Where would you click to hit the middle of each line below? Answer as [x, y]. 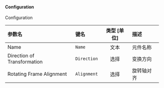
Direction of [21, 56]
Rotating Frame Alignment [37, 74]
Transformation [25, 62]
